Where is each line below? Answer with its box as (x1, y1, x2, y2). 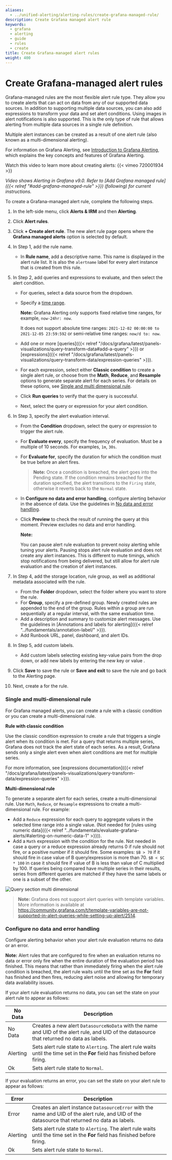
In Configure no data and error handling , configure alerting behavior (20, 496, 166, 502)
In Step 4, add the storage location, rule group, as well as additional (12, 573, 155, 580)
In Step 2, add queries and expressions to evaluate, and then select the (12, 274, 163, 281)
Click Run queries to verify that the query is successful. (20, 393, 138, 399)
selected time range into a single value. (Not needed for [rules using (12, 821, 157, 828)
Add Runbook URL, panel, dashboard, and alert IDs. (20, 632, 130, 639)
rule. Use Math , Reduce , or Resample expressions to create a (5, 801, 128, 807)
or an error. (5, 942, 29, 948)
